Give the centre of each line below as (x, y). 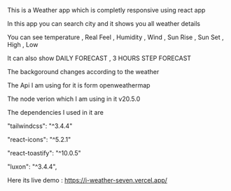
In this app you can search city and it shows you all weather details (104, 23)
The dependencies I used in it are (55, 112)
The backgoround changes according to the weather (83, 72)
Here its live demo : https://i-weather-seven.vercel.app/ (87, 180)
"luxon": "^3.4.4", (32, 167)
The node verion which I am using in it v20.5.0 (74, 99)
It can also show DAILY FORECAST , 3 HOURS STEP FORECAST (99, 58)
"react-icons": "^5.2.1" (39, 140)
